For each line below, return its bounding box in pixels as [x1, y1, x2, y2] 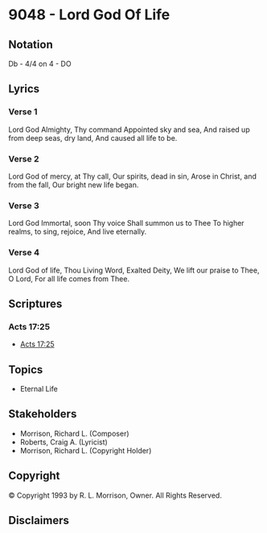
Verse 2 [8, 153, 39, 164]
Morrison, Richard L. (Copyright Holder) [19, 445, 152, 455]
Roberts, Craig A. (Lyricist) [19, 437, 109, 447]
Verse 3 [8, 199, 39, 211]
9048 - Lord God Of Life [8, 6, 170, 24]
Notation [8, 38, 54, 51]
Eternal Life [19, 384, 59, 394]
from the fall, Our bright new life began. [8, 179, 139, 190]
